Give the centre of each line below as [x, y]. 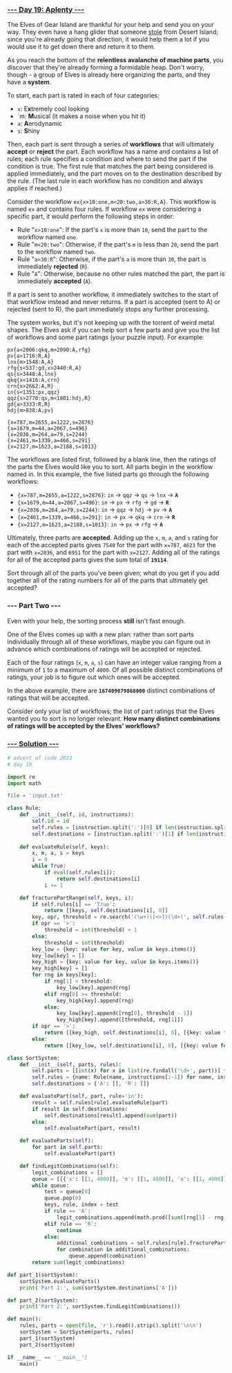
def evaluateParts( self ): [57, 1141]
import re [21, 777]
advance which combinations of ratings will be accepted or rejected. [105, 649]
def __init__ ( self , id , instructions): [77, 815]
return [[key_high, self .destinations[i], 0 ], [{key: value [132, 1033]
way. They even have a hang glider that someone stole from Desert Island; [113, 32]
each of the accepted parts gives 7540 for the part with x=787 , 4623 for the [112, 545]
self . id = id [51, 821]
